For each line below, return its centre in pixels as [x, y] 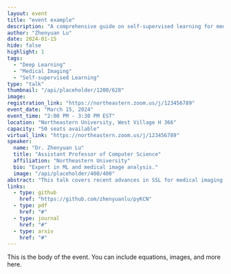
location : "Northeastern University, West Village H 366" [92, 122]
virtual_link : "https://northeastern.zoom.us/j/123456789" [93, 135]
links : [16, 187]
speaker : [20, 142]
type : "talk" [26, 84]
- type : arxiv [33, 231]
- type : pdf [31, 206]
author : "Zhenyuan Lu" [40, 33]
